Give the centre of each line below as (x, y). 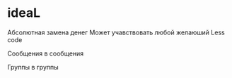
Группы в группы (33, 67)
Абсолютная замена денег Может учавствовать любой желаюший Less (116, 32)
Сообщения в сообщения (46, 53)
